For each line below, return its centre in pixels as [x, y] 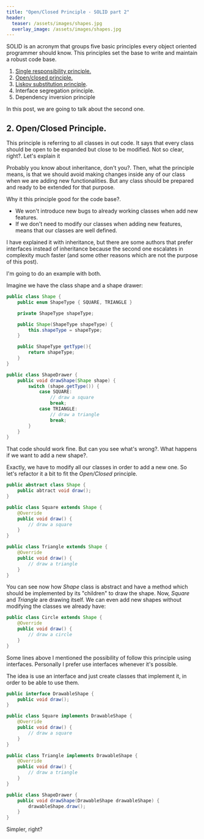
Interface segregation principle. [55, 91]
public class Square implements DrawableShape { [69, 716]
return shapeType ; [52, 353]
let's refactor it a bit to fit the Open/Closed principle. [72, 474]
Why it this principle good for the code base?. [64, 199]
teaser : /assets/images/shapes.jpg [57, 23]
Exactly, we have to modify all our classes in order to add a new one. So [97, 467]
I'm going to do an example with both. [54, 274]
